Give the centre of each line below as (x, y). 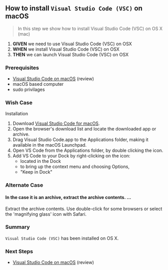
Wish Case (19, 103)
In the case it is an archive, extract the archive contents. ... (68, 197)
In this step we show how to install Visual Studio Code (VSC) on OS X (90, 28)
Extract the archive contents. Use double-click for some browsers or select (84, 209)
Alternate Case (24, 185)
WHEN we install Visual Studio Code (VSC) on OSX (66, 49)
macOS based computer (38, 84)
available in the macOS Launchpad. (49, 145)
